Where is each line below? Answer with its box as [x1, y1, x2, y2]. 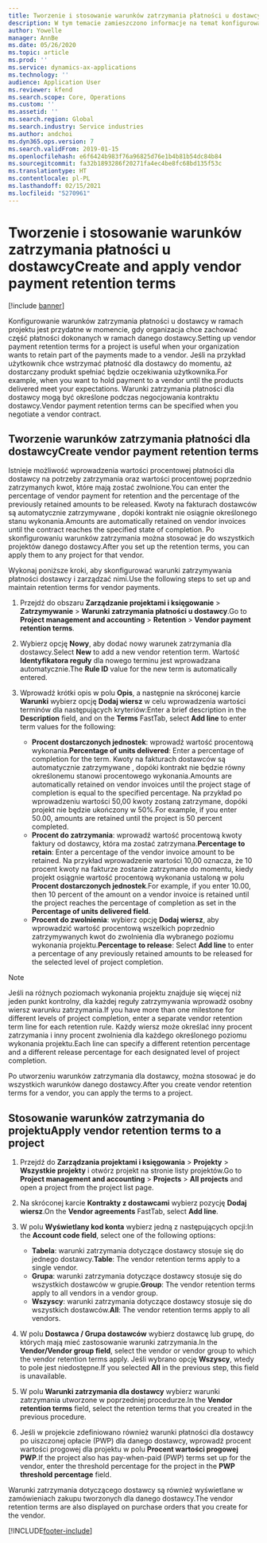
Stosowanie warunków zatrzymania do [8, 1111, 205, 1125]
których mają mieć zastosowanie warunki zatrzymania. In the [19, 1338, 218, 1347]
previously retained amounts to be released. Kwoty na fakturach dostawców [8, 499, 257, 510]
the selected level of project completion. [31, 957, 164, 967]
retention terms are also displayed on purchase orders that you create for [8, 1502, 249, 1512]
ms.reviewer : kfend [8, 85, 73, 94]
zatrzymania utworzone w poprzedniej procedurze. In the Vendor [19, 1395, 233, 1405]
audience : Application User [8, 78, 102, 86]
